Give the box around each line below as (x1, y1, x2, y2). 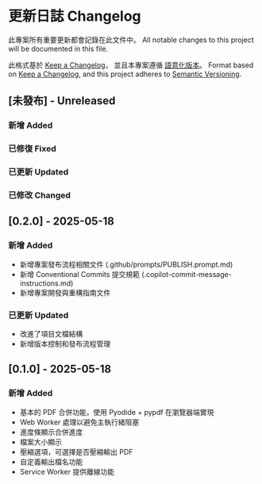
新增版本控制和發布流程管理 (19, 339, 111, 348)
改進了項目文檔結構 (19, 329, 83, 338)
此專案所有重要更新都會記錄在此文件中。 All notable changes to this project (8, 35, 254, 44)
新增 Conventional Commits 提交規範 (19, 269, 141, 278)
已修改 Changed (8, 190, 71, 201)
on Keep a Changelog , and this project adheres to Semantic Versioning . (8, 69, 242, 79)
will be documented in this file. (8, 44, 109, 53)
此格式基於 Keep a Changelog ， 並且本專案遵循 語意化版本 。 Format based (8, 60, 254, 70)
